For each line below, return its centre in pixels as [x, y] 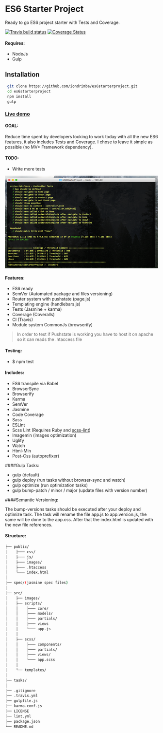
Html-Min [22, 451]
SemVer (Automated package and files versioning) [62, 294]
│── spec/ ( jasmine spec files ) [37, 583]
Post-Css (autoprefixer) [36, 456]
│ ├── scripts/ [24, 603]
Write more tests [29, 169]
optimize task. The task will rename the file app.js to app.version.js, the [76, 514]
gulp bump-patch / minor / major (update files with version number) [80, 490]
